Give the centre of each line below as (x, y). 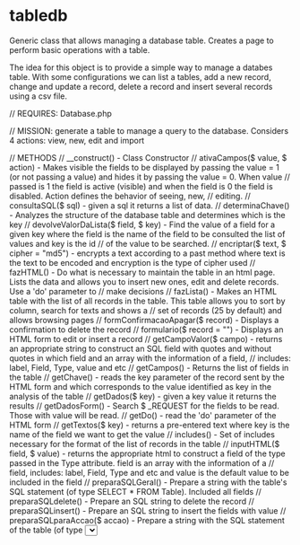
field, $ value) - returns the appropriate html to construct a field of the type (147, 453)
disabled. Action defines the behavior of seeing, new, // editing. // (130, 196)
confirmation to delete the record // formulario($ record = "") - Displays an (146, 330)
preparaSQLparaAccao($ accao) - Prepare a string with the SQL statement (147, 520)
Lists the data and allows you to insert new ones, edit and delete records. (144, 281)
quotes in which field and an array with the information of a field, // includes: (150, 358)
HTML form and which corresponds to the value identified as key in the (141, 386)
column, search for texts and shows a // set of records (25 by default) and (146, 310)
